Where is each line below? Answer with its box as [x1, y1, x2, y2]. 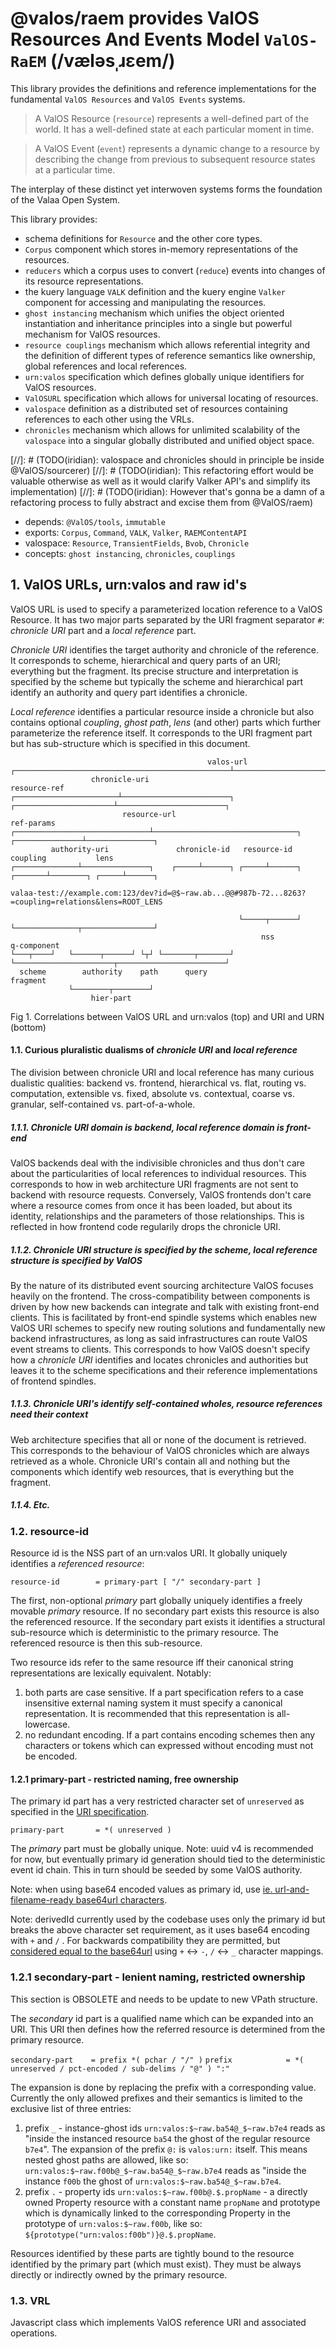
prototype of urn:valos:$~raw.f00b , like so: [24, 2217, 203, 2229]
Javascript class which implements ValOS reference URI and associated [10, 2317, 307, 2328]
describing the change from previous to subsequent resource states [34, 153, 316, 165]
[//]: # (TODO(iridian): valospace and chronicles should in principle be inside [10, 453, 325, 466]
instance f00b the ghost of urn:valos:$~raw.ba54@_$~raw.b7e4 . [24, 2175, 282, 2187]
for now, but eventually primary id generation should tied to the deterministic [10, 1853, 326, 1866]
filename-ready [10, 1894, 74, 1906]
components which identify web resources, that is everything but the [10, 1465, 295, 1477]
